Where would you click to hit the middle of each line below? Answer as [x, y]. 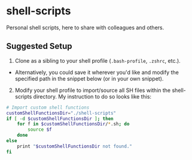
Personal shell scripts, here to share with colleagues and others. [85, 27]
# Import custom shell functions [48, 107]
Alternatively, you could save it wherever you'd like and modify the [97, 72]
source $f [40, 130]
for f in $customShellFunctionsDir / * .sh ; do [73, 124]
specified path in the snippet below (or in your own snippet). [89, 78]
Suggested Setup [39, 46]
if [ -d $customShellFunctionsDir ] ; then [60, 119]
